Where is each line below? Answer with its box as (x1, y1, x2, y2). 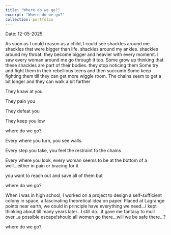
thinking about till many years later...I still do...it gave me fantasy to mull (5, 209, 155, 215)
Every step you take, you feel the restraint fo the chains (5, 148, 121, 154)
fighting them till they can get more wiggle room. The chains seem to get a (5, 73, 161, 79)
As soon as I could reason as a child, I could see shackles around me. (5, 41, 151, 47)
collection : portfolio (5, 17, 53, 22)
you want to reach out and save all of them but (5, 172, 103, 179)
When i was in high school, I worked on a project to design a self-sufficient (5, 192, 162, 198)
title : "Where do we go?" (5, 7, 60, 13)
